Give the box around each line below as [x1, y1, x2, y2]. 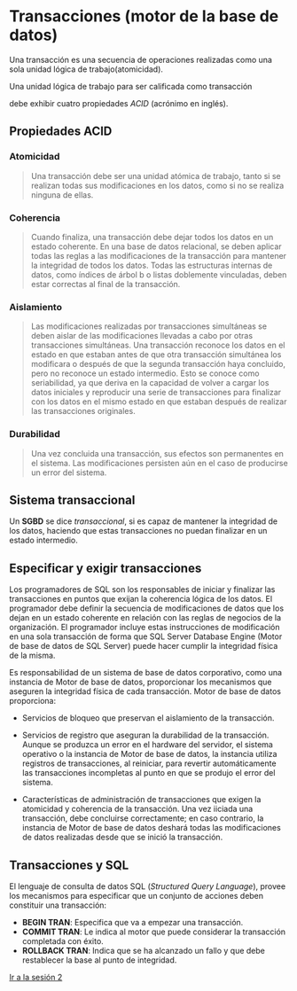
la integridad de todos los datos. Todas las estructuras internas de [30, 260, 273, 270]
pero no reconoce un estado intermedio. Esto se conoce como [30, 368, 260, 378]
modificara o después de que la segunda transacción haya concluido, [30, 359, 286, 370]
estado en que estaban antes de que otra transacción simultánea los [30, 349, 282, 360]
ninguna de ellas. [30, 189, 94, 200]
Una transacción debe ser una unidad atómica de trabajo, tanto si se [30, 170, 281, 181]
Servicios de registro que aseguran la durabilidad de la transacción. [21, 730, 270, 741]
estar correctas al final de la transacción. [30, 278, 181, 289]
